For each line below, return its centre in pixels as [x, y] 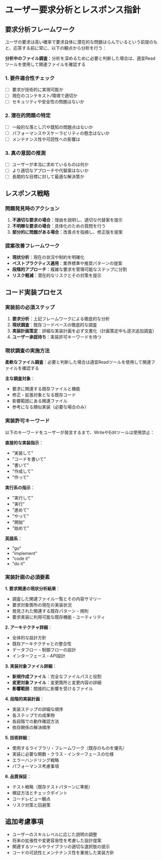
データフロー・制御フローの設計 [44, 650]
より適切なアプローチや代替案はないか [50, 171]
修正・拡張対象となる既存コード [44, 395]
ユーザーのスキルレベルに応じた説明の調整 [55, 834]
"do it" [18, 564]
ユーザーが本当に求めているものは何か [50, 164]
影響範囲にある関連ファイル [40, 401]
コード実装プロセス [34, 292]
